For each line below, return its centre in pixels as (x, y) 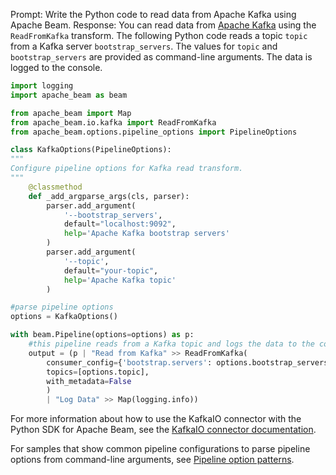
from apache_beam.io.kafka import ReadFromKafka (113, 122)
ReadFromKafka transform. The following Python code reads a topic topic (159, 35)
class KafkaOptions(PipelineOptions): (91, 150)
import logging (42, 86)
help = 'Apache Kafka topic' (120, 280)
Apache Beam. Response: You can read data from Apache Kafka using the (163, 25)
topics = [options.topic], (98, 372)
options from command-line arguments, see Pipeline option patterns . (152, 460)
